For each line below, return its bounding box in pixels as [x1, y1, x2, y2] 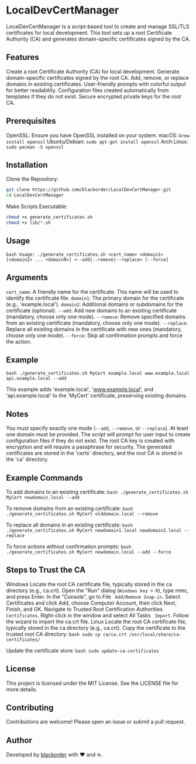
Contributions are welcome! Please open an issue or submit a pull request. [6, 718, 185, 725]
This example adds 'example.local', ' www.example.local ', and [6, 386, 154, 393]
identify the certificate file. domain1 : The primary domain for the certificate [6, 294, 184, 301]
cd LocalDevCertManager [6, 192, 64, 198]
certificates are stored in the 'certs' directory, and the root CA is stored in [6, 450, 183, 457]
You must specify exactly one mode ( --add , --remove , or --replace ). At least [6, 425, 188, 432]
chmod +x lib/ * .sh [6, 220, 51, 226]
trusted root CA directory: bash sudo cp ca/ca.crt [6, 630, 127, 637]
